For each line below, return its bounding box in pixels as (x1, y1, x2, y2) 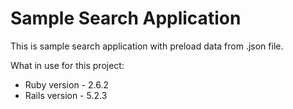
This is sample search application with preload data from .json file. (10, 40, 284, 52)
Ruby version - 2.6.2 (24, 78, 109, 91)
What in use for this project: (10, 59, 125, 71)
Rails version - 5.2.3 (24, 89, 108, 101)
